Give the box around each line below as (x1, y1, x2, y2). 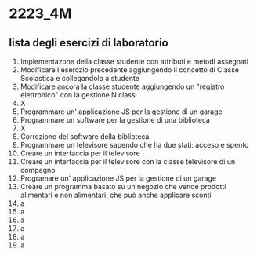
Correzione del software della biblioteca (20, 132, 150, 141)
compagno (20, 166, 56, 174)
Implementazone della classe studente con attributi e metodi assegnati (20, 57, 249, 66)
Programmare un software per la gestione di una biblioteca (20, 115, 211, 124)
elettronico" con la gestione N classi (20, 90, 137, 99)
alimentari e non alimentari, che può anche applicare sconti (20, 190, 212, 199)
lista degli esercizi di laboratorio (9, 36, 168, 49)
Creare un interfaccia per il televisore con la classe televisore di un (20, 157, 236, 166)
